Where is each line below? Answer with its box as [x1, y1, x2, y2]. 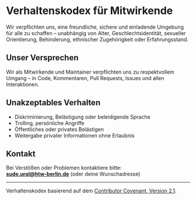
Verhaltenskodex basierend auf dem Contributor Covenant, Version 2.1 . [6, 187, 177, 194]
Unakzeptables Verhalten [6, 98, 101, 108]
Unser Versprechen [6, 53, 79, 63]
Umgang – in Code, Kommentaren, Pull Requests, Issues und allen [6, 74, 164, 81]
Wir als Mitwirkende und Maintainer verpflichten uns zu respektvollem [6, 68, 175, 75]
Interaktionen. [6, 81, 40, 88]
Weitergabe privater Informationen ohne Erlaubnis [14, 132, 135, 139]
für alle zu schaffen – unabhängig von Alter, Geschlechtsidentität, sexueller [6, 29, 186, 36]
